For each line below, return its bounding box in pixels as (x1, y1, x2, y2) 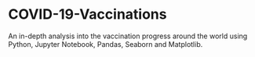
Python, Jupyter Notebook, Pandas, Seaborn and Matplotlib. (8, 39, 203, 48)
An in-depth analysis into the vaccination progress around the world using (8, 31, 248, 41)
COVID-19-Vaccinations (8, 5, 167, 23)
